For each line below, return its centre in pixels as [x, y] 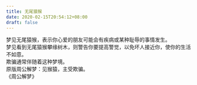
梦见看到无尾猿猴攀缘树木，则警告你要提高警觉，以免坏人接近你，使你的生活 [98, 47]
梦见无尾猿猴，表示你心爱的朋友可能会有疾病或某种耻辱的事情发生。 [88, 40]
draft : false [22, 22]
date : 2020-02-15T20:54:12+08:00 [47, 17]
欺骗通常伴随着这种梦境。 [37, 62]
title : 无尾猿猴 [24, 11]
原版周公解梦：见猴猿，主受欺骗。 [47, 69]
